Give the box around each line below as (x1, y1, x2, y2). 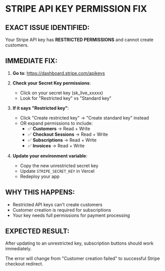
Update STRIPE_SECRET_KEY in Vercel (20, 168, 95, 174)
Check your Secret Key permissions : (12, 80, 91, 86)
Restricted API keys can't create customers (12, 201, 102, 208)
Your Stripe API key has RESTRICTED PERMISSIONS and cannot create (5, 36, 154, 43)
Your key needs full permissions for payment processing (12, 212, 130, 218)
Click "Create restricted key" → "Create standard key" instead (20, 114, 149, 121)
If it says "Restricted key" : (12, 105, 69, 111)
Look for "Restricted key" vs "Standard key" (20, 95, 112, 101)
